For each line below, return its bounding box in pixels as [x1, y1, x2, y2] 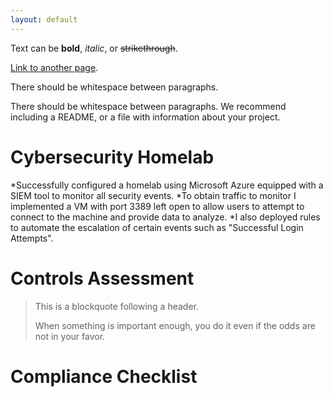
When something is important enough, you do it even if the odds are [34, 319, 316, 331]
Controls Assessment [10, 267, 195, 290]
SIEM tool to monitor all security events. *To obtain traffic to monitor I [10, 189, 297, 201]
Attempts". [10, 232, 54, 244]
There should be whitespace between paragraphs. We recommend [10, 100, 287, 112]
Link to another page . [10, 61, 99, 73]
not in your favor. [34, 330, 106, 342]
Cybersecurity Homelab [10, 146, 215, 168]
